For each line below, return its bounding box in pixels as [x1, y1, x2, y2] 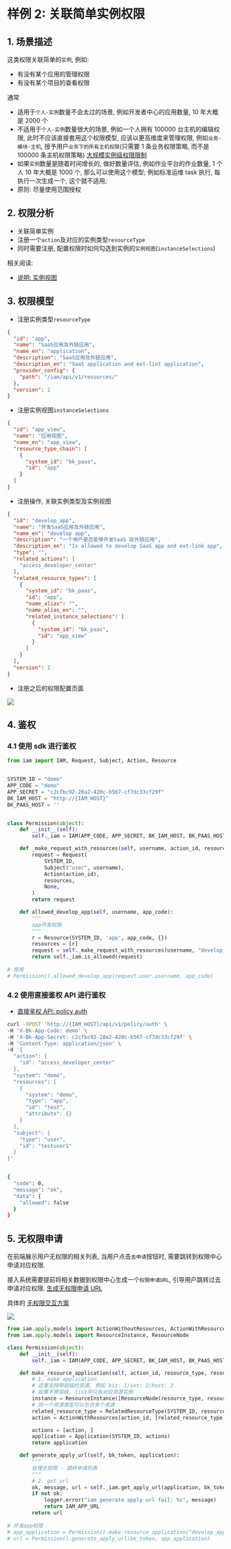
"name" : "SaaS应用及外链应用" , [13, 341, 96, 348]
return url [32, 1510, 63, 1517]
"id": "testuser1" [19, 1142, 72, 1149]
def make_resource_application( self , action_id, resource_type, [19, 1369, 208, 1376]
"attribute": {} [25, 1111, 72, 1118]
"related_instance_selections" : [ [25, 613, 125, 620]
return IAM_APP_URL [43, 1503, 100, 1510]
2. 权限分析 [7, 207, 54, 219]
